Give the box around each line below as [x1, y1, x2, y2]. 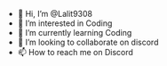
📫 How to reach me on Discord [17, 47, 133, 57]
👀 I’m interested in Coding [17, 18, 113, 29]
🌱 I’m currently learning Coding [17, 28, 132, 37]
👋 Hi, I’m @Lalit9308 [17, 9, 93, 19]
